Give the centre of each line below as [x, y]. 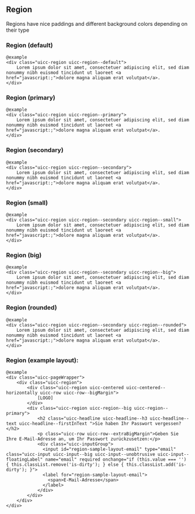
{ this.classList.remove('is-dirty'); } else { [65, 464]
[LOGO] [45, 398]
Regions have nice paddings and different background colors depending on [97, 23]
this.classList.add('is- [156, 464]
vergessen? [168, 423]
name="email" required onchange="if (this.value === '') [116, 459]
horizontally [22, 393]
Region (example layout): [42, 360]
